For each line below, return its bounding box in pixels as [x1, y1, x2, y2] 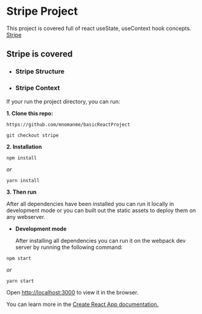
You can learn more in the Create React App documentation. [6, 301, 159, 308]
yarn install [6, 177, 40, 183]
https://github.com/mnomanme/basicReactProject [6, 121, 131, 128]
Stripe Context [15, 84, 60, 93]
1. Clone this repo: [6, 109, 53, 117]
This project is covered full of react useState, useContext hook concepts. [6, 25, 192, 32]
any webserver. [6, 213, 45, 220]
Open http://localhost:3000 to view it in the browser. [6, 288, 139, 296]
